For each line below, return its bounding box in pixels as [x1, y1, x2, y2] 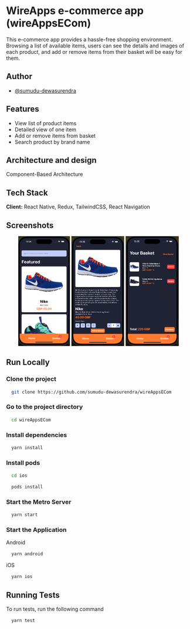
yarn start [11, 512, 38, 518]
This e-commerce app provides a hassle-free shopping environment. [6, 36, 173, 43]
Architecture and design [6, 155, 97, 165]
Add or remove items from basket [14, 132, 96, 139]
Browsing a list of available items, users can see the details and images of [6, 42, 185, 49]
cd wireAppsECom [11, 417, 51, 423]
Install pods [6, 459, 40, 467]
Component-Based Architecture [6, 171, 83, 178]
